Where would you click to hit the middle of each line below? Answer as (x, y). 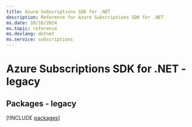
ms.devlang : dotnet (30, 34)
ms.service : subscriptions (40, 39)
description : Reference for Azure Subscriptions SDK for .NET (85, 17)
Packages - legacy (41, 103)
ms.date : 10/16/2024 (32, 23)
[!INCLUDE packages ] (33, 118)
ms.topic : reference (32, 28)
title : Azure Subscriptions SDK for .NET (58, 12)
